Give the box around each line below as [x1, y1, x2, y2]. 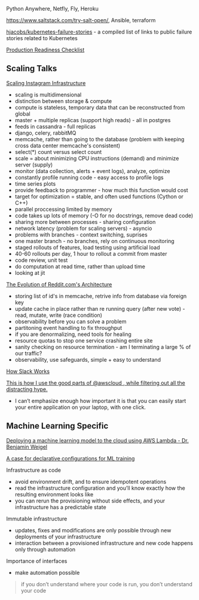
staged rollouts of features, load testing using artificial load [14, 244, 160, 251]
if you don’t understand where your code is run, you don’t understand [20, 580, 192, 587]
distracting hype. [6, 386, 48, 393]
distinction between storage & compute [14, 97, 112, 104]
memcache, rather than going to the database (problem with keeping [14, 135, 185, 143]
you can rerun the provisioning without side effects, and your [14, 497, 166, 504]
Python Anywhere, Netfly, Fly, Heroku [6, 5, 99, 12]
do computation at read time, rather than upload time [14, 263, 145, 270]
